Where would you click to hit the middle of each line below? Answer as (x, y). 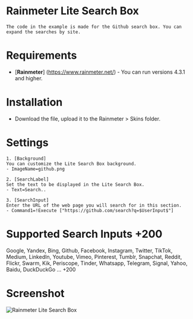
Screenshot (35, 293)
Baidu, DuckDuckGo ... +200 (41, 269)
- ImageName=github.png (36, 169)
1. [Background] (26, 159)
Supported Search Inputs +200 (84, 234)
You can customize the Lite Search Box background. (71, 164)
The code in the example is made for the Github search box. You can (94, 27)
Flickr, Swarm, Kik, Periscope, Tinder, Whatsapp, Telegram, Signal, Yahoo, (97, 263)
